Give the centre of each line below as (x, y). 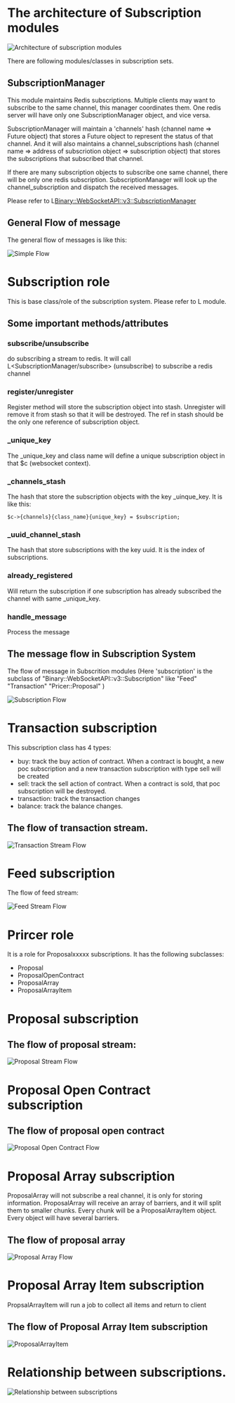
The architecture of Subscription (105, 13)
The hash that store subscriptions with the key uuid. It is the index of (106, 550)
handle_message (37, 617)
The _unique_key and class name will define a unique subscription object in (116, 456)
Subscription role (59, 282)
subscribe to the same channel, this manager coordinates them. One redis (114, 108)
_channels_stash (36, 481)
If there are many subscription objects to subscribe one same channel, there (117, 172)
